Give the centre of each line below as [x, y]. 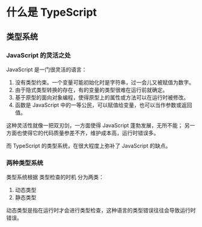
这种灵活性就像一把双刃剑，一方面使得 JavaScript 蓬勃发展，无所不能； [95, 125]
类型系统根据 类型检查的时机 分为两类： [55, 177]
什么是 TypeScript [52, 12]
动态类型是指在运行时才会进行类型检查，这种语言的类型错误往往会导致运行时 [101, 210]
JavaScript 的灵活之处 [38, 55]
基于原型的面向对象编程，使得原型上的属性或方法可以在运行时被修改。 [102, 97]
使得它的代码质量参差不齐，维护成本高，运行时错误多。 [90, 133]
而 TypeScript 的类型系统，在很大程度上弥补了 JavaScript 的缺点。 [89, 145]
